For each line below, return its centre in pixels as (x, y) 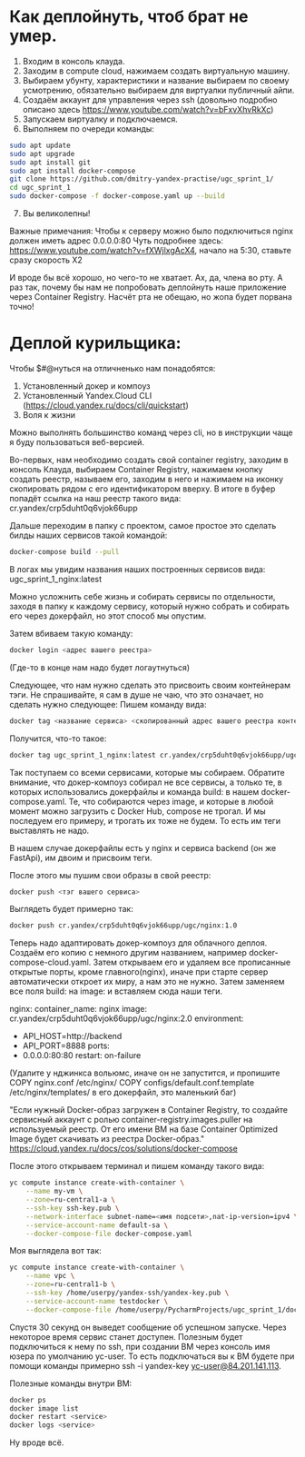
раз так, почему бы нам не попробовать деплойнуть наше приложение (148, 287)
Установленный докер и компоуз (86, 386)
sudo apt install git (50, 162)
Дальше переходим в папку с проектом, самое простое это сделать (143, 525)
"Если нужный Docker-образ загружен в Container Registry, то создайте (149, 1110)
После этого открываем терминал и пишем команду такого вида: (137, 1166)
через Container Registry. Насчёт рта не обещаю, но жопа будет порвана (151, 297)
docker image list (44, 1408)
